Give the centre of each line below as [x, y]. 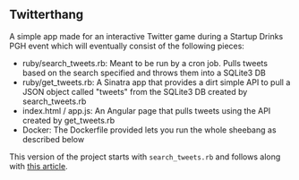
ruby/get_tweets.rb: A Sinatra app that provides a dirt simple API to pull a [156, 82]
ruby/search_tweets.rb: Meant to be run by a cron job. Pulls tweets [145, 63]
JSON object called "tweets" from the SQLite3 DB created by [135, 91]
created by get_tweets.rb [68, 120]
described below [53, 139]
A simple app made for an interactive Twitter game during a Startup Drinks [146, 36]
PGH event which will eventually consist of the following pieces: [127, 46]
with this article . [39, 166]
